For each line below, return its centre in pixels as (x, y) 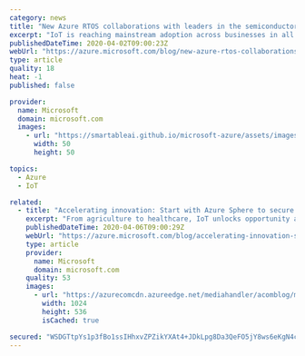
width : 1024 (65, 303)
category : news (38, 18)
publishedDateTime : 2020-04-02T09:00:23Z (89, 43)
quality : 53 (48, 278)
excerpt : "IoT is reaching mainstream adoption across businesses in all (152, 35)
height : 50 (54, 153)
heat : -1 (26, 77)
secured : (26, 337)
